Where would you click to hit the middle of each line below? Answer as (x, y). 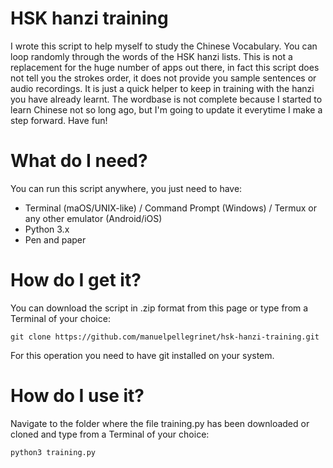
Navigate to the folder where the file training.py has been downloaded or (160, 423)
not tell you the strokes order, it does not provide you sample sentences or (163, 78)
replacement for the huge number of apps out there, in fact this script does (165, 67)
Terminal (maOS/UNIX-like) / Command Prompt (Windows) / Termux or (170, 208)
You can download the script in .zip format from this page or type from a (159, 308)
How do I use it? (77, 396)
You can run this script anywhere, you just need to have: (126, 188)
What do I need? (79, 161)
